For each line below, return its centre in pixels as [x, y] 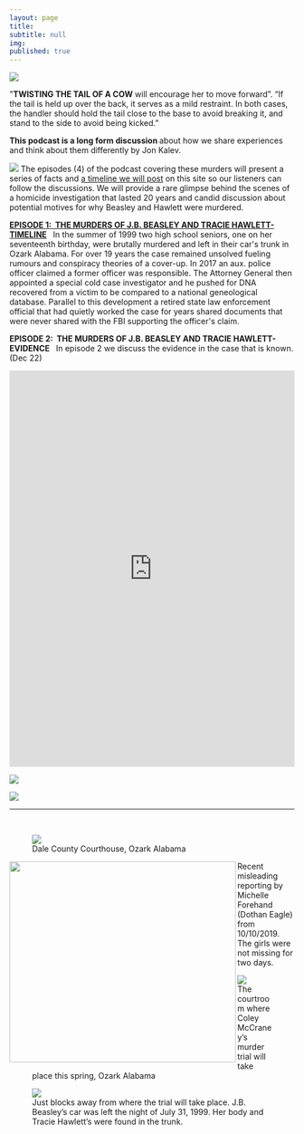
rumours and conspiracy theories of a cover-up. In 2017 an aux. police [140, 264]
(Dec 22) [26, 358]
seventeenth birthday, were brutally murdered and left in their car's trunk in [149, 245]
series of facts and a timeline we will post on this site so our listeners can [146, 178]
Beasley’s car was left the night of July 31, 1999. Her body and [148, 1112]
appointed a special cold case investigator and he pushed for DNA [133, 283]
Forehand [255, 905]
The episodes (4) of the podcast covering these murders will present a [152, 169]
